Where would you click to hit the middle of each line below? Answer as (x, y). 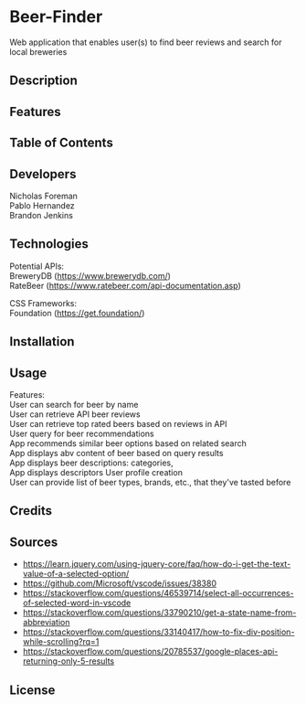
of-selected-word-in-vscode (77, 603)
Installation (42, 341)
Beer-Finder (56, 17)
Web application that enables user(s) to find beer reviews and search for (146, 42)
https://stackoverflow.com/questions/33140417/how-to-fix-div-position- (158, 632)
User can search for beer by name (74, 404)
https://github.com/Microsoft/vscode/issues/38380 (120, 583)
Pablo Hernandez (42, 205)
